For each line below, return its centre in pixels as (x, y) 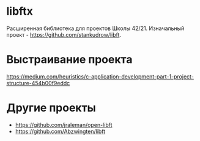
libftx (20, 11)
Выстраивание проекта (69, 60)
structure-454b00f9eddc (38, 83)
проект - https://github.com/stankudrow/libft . (64, 34)
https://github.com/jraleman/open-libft (64, 124)
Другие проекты (51, 108)
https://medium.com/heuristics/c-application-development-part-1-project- (100, 76)
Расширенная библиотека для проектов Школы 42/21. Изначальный (95, 28)
